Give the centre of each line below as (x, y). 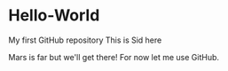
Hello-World (54, 16)
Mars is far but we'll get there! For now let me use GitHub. (114, 57)
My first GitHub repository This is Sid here (85, 40)
